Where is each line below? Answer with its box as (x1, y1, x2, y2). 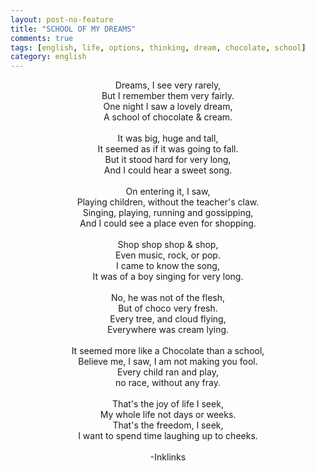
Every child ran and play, (117, 366, 219, 378)
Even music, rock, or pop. (115, 249, 221, 261)
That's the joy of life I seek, (112, 398, 224, 410)
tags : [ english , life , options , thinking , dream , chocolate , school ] (10, 42, 307, 53)
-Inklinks (149, 451, 187, 463)
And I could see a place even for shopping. (79, 217, 257, 230)
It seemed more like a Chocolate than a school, (71, 345, 265, 357)
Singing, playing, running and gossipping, (82, 207, 254, 219)
